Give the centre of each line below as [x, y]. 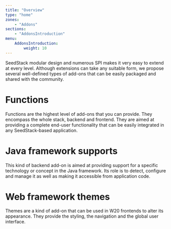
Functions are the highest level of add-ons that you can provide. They [79, 114]
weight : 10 [35, 48]
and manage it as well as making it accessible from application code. [78, 176]
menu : [11, 39]
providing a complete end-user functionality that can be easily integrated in [85, 125]
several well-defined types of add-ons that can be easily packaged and [81, 74]
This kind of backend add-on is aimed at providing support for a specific [82, 165]
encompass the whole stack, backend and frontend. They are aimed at [80, 119]
